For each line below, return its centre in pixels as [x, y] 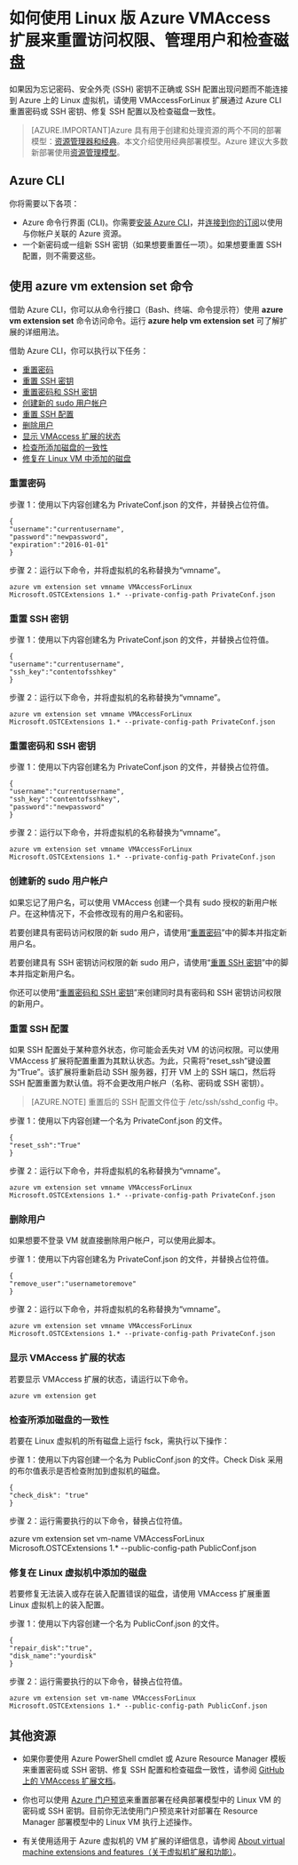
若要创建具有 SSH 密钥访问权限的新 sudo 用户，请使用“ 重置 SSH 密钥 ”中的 [145, 962]
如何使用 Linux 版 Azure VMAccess [140, 18]
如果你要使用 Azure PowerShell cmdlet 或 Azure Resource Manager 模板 [154, 1759]
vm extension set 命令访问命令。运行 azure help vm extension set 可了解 [145, 320]
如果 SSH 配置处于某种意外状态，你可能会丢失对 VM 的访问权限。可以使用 [144, 1050]
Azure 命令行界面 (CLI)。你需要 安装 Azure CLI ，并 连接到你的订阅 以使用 [153, 222]
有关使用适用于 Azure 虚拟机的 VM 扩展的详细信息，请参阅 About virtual [153, 1841]
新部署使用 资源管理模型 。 [78, 152]
